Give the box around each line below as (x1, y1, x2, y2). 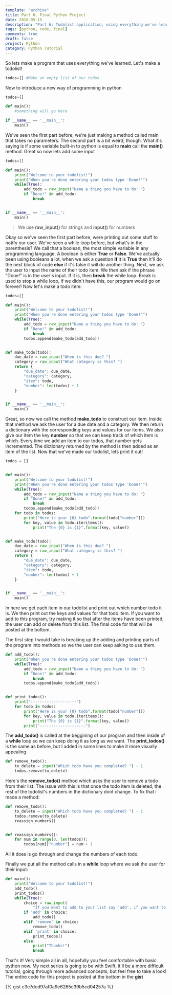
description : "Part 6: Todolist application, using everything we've (5, 22, 157, 27)
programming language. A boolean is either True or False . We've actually (5, 250, 160, 257)
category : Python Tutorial (5, 46, 63, 51)
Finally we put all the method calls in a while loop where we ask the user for (5, 861, 165, 867)
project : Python (5, 41, 40, 46)
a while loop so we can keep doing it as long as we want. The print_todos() (5, 738, 165, 744)
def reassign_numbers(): (5, 832, 58, 837)
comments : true (5, 31, 38, 37)
